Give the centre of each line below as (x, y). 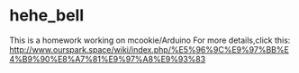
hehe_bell (47, 16)
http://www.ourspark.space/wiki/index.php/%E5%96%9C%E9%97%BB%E (149, 49)
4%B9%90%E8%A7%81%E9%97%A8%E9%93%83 (108, 59)
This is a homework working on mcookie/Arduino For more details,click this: (150, 40)
